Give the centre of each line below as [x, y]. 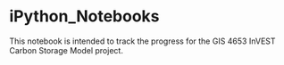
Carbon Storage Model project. [66, 50]
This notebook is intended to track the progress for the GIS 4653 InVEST [142, 41]
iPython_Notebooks [84, 16]
